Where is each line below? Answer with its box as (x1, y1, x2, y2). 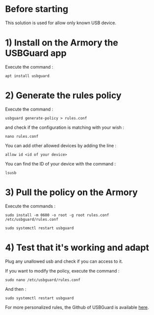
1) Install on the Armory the (5, 37, 118, 48)
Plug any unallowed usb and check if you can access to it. (5, 258, 123, 264)
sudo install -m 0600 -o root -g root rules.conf (5, 212, 110, 218)
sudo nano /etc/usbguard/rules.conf (5, 277, 80, 282)
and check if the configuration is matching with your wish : (5, 124, 124, 130)
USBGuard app (5, 48, 67, 59)
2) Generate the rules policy (5, 90, 122, 101)
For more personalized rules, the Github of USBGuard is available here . (5, 304, 149, 310)
